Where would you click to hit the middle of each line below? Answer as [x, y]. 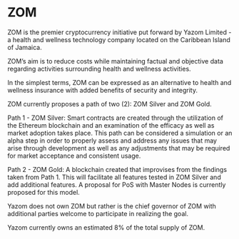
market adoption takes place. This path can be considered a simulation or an [120, 133]
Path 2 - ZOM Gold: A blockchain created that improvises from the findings [117, 169]
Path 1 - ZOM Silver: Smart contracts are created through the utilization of [115, 118]
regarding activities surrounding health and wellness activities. [99, 68]
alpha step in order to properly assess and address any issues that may [112, 141]
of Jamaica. [25, 47]
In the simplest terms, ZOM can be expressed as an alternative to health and [119, 82]
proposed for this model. [44, 192]
